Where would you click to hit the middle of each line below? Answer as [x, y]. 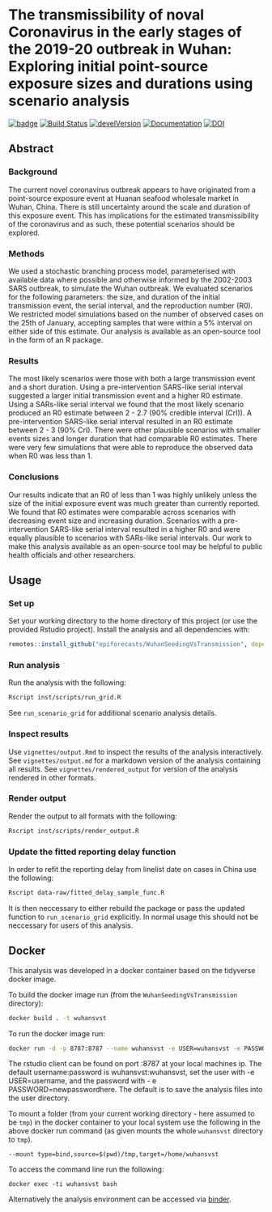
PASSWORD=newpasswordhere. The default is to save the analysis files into [136, 1090]
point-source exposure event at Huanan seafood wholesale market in [123, 198]
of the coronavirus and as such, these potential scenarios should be [121, 223]
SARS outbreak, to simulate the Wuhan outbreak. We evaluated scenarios [131, 288]
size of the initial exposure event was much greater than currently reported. [134, 503]
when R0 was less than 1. [51, 456]
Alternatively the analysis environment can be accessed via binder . [120, 1199]
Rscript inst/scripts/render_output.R [74, 831]
